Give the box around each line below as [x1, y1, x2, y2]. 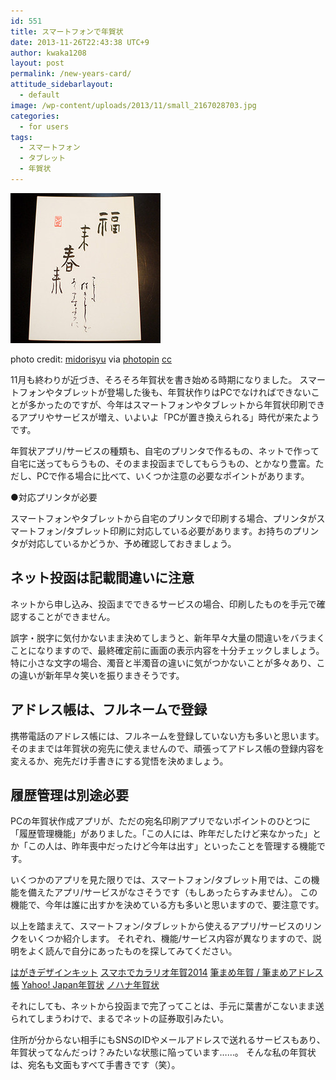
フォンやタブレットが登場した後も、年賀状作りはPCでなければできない [18, 386, 312, 398]
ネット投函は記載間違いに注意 [10, 570, 195, 587]
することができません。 [18, 610, 116, 622]
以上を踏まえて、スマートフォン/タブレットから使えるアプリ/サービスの [10, 920, 305, 932]
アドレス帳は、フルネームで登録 [10, 701, 208, 719]
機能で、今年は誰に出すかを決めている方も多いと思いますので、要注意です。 [10, 899, 325, 911]
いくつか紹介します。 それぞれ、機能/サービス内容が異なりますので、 [27, 933, 313, 945]
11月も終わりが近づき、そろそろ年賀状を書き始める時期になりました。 [10, 373, 298, 385]
